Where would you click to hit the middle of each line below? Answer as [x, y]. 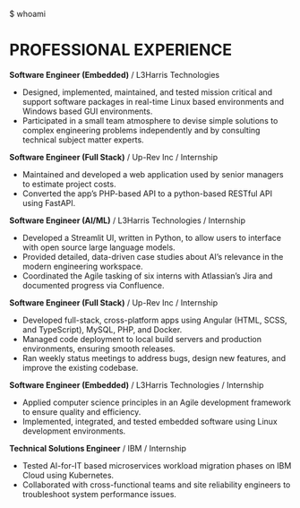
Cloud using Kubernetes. [68, 475]
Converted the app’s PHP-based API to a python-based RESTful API [147, 194]
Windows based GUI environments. [87, 111]
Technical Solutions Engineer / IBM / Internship [98, 448]
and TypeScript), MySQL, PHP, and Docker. [102, 329]
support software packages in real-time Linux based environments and [153, 101]
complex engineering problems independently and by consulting [141, 130]
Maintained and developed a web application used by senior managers [153, 174]
